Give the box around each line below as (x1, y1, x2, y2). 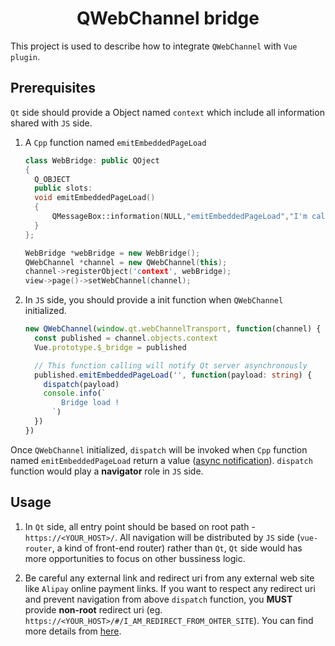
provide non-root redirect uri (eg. (24, 603, 163, 616)
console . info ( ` (43, 388, 107, 399)
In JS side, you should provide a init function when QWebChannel (24, 294, 284, 306)
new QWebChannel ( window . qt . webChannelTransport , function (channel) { (24, 324, 322, 334)
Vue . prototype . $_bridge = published (34, 342, 187, 352)
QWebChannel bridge (76, 7, 260, 30)
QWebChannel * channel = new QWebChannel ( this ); (24, 257, 228, 267)
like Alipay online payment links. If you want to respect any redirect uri (24, 582, 316, 594)
